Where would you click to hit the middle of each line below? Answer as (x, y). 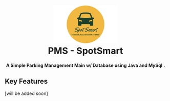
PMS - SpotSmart (86, 51)
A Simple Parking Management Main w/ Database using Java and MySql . (86, 65)
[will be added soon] (26, 93)
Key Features (26, 81)
